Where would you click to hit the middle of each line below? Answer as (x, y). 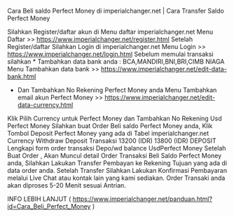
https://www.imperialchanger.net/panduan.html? (142, 199)
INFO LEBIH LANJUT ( (39, 199)
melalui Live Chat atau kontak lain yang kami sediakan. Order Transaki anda (116, 178)
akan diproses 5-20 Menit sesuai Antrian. (67, 185)
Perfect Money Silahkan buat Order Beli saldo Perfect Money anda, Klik (110, 126)
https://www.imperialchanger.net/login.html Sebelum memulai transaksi (110, 54)
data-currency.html (45, 105)
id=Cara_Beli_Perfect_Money (49, 206)
